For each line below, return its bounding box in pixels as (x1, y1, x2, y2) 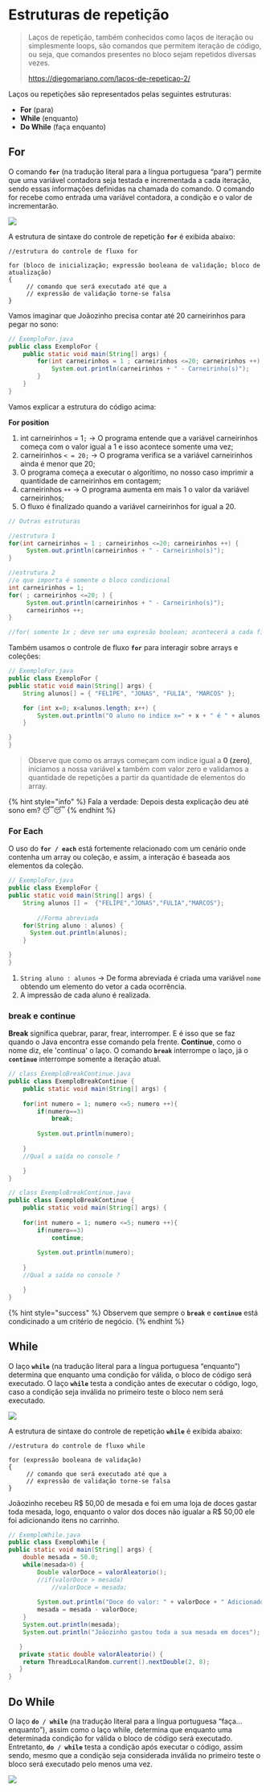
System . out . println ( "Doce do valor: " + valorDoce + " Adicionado (37, 1598, 264, 1607)
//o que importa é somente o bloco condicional (8, 576, 171, 584)
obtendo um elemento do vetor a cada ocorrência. (19, 981, 187, 991)
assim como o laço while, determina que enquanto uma (49, 1724, 233, 1734)
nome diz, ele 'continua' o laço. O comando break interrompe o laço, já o (8, 1046, 249, 1056)
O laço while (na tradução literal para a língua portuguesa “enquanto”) (8, 1361, 241, 1371)
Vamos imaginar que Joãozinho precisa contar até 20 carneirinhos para (8, 310, 246, 320)
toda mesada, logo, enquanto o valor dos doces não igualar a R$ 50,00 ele (8, 1507, 256, 1516)
